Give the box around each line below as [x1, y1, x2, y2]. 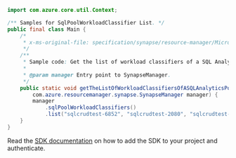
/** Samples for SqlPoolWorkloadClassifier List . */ [7, 19, 165, 26]
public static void [20, 84, 77, 91]
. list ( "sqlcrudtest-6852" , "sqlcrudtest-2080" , [44, 111, 188, 118]
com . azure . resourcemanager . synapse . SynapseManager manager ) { [32, 91, 218, 98]
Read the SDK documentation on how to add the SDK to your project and [7, 136, 218, 145]
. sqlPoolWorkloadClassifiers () [44, 104, 137, 112]
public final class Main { [7, 25, 86, 33]
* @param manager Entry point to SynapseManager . [22, 71, 171, 79]
